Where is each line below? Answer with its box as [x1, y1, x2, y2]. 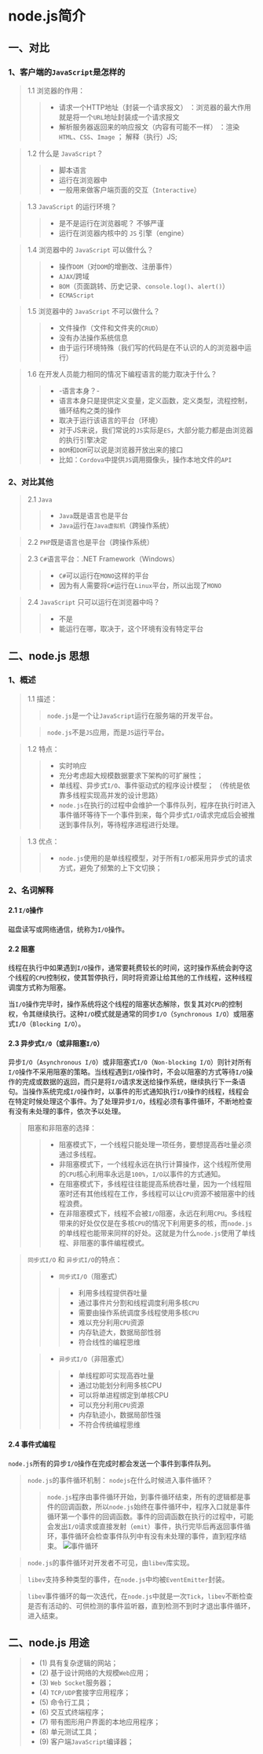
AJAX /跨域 [58, 271, 90, 281]
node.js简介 [8, 7, 86, 25]
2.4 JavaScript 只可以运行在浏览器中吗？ [27, 598, 160, 607]
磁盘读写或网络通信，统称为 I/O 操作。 [8, 925, 130, 934]
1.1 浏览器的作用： [27, 86, 85, 95]
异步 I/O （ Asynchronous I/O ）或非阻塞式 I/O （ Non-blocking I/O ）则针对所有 [8, 1057, 253, 1067]
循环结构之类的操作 [58, 406, 122, 415]
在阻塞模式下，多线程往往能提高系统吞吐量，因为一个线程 [58, 1179, 245, 1189]
